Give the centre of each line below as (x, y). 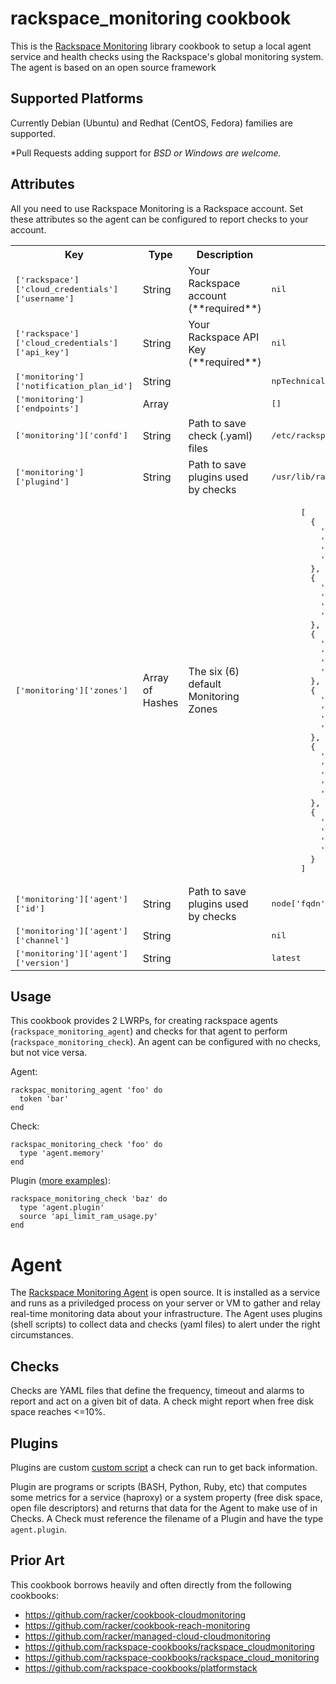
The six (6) (214, 672)
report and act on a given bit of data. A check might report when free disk (162, 1401)
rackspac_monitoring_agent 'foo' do (86, 1090)
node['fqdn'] (301, 903)
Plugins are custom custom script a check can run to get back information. (164, 1467)
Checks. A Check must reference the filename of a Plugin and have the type (167, 1518)
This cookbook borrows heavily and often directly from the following (151, 1584)
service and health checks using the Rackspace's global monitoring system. (167, 56)
